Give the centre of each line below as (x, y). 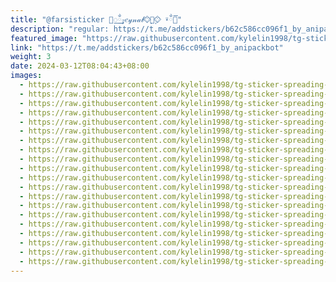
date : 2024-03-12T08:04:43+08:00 (80, 66)
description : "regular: (60, 29)
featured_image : (44, 38)
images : (26, 76)
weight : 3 (31, 57)
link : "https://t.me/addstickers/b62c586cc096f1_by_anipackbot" (147, 47)
